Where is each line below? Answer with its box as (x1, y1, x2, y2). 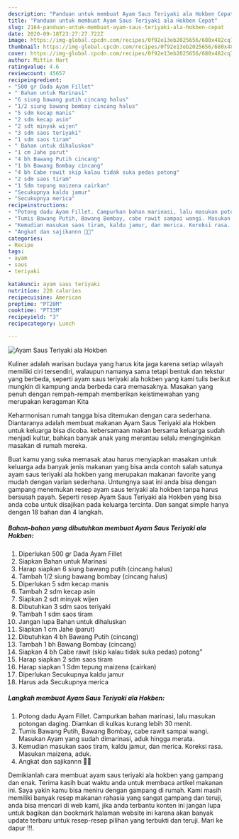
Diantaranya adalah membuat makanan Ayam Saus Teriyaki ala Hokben (8, 418, 216, 427)
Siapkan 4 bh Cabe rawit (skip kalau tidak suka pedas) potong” (18, 647, 203, 656)
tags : (8, 248, 24, 256)
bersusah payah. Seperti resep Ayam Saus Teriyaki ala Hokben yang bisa (8, 493, 222, 501)
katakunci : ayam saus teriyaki (8, 280, 101, 287)
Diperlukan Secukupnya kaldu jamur (18, 670, 125, 679)
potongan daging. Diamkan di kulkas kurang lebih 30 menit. (18, 719, 193, 728)
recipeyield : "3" (8, 314, 60, 321)
